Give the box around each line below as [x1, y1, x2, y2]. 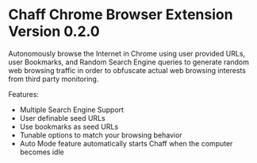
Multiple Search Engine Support [19, 105, 125, 114]
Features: [8, 89, 40, 99]
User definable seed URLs [19, 113, 105, 122]
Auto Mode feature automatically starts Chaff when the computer [19, 138, 233, 148]
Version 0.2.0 [8, 22, 101, 41]
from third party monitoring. [8, 74, 99, 83]
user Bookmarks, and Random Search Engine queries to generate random [8, 57, 250, 67]
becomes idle [19, 147, 65, 157]
